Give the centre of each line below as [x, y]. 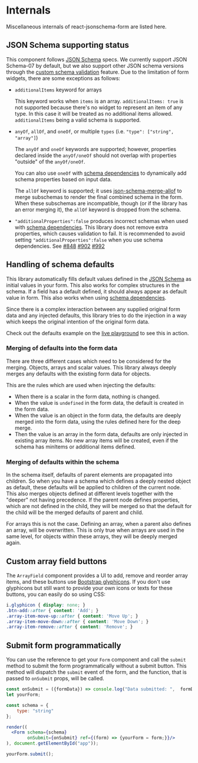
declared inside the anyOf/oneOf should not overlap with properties [95, 155]
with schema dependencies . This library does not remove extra [91, 227]
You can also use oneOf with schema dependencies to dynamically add [100, 173]
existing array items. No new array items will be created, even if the [96, 440]
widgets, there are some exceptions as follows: [63, 78]
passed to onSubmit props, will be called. [55, 679]
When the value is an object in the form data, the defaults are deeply [98, 415]
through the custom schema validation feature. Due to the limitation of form [98, 72]
